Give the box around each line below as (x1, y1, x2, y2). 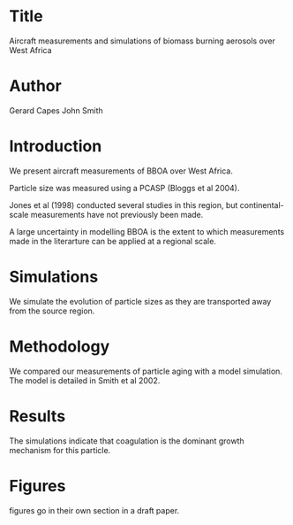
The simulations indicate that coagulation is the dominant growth (9, 436, 244, 446)
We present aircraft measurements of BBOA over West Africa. (9, 166, 234, 176)
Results (9, 405, 66, 426)
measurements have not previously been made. (30, 209, 204, 220)
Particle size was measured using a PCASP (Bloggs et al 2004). (9, 182, 240, 193)
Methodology (9, 336, 110, 356)
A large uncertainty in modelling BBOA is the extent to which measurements (9, 226, 285, 236)
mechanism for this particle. (9, 444, 111, 455)
